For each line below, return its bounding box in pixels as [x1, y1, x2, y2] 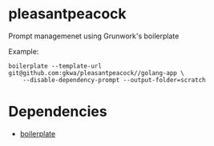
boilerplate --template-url [8, 61, 103, 70]
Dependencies [8, 103, 107, 120]
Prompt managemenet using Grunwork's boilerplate [8, 31, 180, 41]
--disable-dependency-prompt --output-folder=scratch [22, 76, 206, 84]
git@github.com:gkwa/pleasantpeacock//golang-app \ [8, 69, 184, 77]
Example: [8, 46, 39, 56]
